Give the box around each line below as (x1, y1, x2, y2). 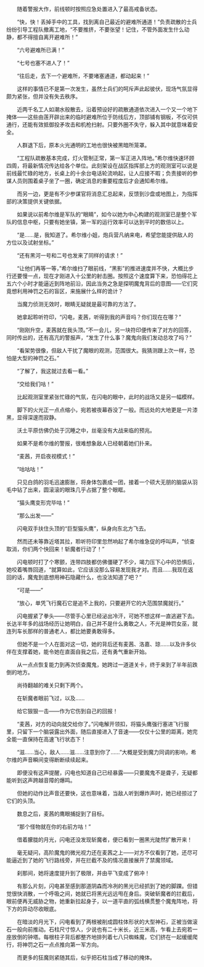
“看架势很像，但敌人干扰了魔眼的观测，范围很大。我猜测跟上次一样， (16, 347, 190, 354)
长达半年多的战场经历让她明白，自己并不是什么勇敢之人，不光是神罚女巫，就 (6, 620, 198, 627)
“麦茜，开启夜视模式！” (16, 453, 75, 459)
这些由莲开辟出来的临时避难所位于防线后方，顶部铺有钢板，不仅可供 (27, 113, 198, 120)
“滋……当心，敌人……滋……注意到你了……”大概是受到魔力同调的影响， (16, 749, 191, 756)
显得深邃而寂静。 (16, 414, 59, 421)
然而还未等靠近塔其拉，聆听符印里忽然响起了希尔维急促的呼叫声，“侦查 (16, 538, 195, 545)
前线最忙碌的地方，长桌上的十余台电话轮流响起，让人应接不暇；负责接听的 (6, 170, 192, 176)
